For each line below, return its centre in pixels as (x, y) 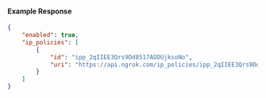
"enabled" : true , (50, 36)
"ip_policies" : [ (50, 42)
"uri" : (61, 64)
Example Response (40, 11)
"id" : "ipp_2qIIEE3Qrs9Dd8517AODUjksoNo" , (121, 57)
